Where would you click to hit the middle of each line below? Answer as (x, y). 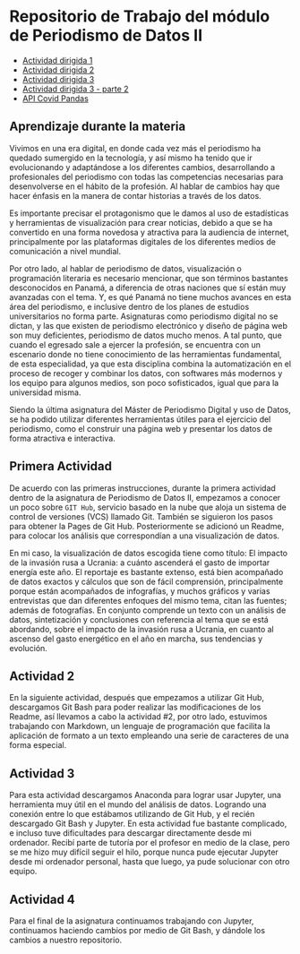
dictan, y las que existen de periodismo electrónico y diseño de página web (149, 325)
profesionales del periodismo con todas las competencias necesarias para (146, 176)
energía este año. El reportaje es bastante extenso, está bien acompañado (146, 572)
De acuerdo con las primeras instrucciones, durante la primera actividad (142, 488)
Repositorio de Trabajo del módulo (140, 17)
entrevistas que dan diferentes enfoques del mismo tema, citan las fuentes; (148, 600)
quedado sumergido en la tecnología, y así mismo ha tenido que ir (131, 158)
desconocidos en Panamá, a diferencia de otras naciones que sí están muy (148, 288)
